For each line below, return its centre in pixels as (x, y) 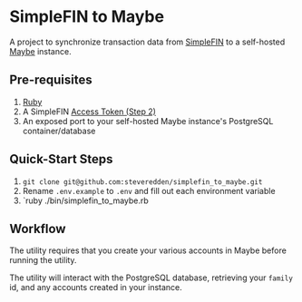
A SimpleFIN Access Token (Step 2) (89, 112)
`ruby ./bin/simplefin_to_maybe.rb (86, 200)
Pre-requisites (51, 80)
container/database (59, 131)
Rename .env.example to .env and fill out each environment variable (149, 190)
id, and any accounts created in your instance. (96, 287)
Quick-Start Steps (61, 159)
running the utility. (43, 260)
